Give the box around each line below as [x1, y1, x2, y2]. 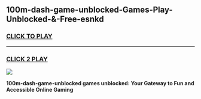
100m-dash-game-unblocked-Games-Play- [6, 5, 173, 15]
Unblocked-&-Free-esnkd [6, 14, 104, 25]
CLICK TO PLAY [6, 32, 53, 41]
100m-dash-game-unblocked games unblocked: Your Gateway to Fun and [6, 79, 194, 86]
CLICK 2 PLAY [6, 55, 48, 63]
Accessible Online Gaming [6, 86, 74, 93]
